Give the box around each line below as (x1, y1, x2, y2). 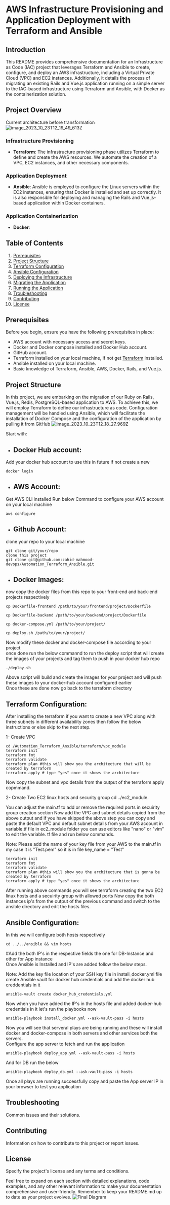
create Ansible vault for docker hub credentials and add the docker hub (6, 977, 155, 983)
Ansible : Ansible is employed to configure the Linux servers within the (13, 184, 160, 190)
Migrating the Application (13, 279, 66, 285)
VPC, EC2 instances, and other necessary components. (13, 160, 130, 166)
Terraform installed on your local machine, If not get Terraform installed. (13, 355, 163, 361)
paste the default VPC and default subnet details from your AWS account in (6, 820, 163, 827)
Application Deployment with (6, 14, 131, 26)
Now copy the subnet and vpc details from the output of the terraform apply (6, 779, 164, 785)
